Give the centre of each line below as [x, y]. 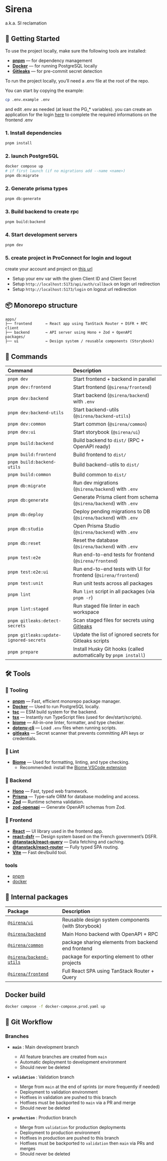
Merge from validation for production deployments [73, 1128]
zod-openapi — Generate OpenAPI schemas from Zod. [69, 807]
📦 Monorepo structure [42, 305]
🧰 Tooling [17, 690]
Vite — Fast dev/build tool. [40, 852]
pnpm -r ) [83, 598]
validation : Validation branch [43, 1077]
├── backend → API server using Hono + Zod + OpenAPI [69, 333]
